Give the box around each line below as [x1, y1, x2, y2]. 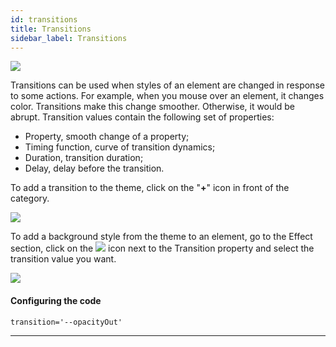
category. [10, 192, 50, 205]
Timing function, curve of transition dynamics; [24, 141, 216, 153]
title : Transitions [10, 24, 92, 34]
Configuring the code [10, 294, 102, 306]
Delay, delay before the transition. [24, 162, 165, 175]
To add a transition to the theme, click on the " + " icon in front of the [10, 182, 290, 194]
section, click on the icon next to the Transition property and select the [10, 242, 315, 255]
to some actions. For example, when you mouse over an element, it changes [10, 90, 325, 102]
